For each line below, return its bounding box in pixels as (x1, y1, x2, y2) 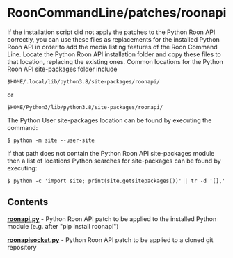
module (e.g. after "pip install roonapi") (7, 222, 119, 230)
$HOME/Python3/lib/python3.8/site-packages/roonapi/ (7, 104, 163, 111)
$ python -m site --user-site (7, 137, 95, 144)
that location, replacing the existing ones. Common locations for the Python (7, 57, 224, 65)
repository (7, 243, 37, 251)
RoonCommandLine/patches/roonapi (7, 5, 227, 21)
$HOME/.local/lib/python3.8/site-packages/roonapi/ (7, 78, 160, 85)
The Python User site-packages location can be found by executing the (7, 116, 212, 124)
